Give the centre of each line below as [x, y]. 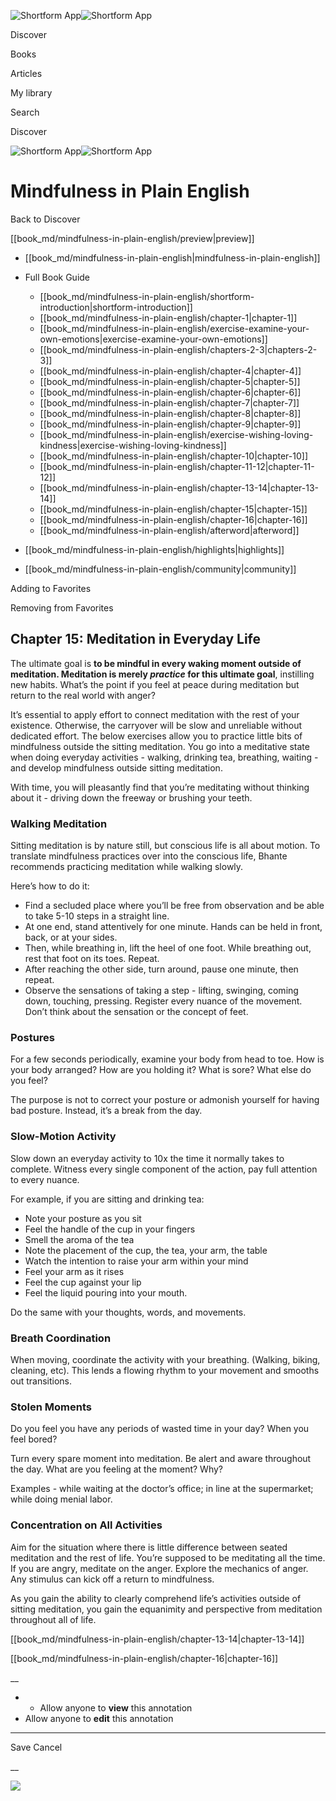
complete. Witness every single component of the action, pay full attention [164, 1169]
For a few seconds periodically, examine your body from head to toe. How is [167, 1059]
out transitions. [41, 1381]
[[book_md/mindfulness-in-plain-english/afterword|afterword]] [169, 530]
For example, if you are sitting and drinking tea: [107, 1199]
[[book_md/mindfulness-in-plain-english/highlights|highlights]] [154, 549]
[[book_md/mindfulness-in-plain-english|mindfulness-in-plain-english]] [172, 257]
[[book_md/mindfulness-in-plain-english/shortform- [147, 296]
